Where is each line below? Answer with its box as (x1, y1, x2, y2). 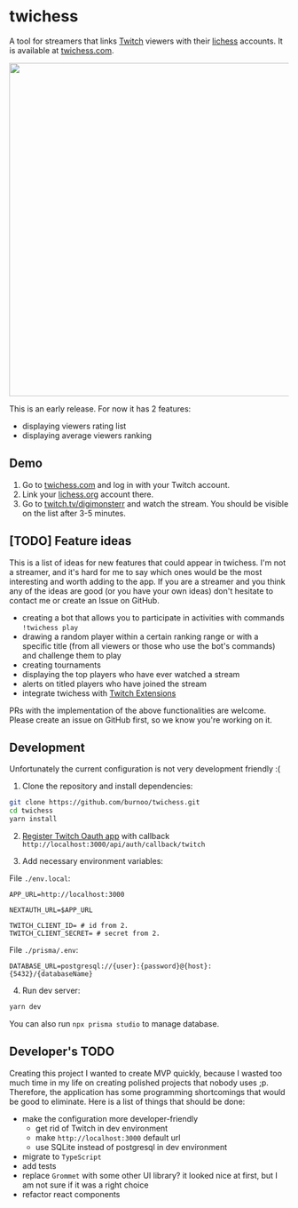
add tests (21, 1160, 57, 1171)
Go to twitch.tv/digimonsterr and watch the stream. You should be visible (21, 498, 289, 508)
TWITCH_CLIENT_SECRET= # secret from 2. (9, 929, 161, 938)
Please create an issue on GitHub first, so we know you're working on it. (9, 714, 273, 725)
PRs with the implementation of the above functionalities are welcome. (9, 705, 267, 716)
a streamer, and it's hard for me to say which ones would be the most (9, 566, 263, 577)
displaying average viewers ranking (21, 429, 153, 441)
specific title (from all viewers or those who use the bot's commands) (21, 640, 276, 651)
